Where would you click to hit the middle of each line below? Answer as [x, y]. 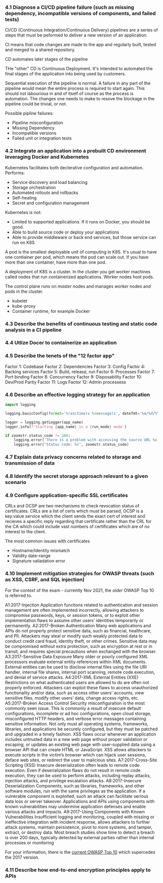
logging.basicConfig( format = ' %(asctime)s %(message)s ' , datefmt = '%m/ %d [79, 413]
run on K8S [23, 242]
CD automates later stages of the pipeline [47, 59]
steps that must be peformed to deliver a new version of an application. [76, 35]
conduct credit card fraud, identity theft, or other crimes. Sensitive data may [81, 641]
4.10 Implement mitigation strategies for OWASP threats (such [80, 574]
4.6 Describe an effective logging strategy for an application [78, 395]
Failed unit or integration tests [42, 138]
